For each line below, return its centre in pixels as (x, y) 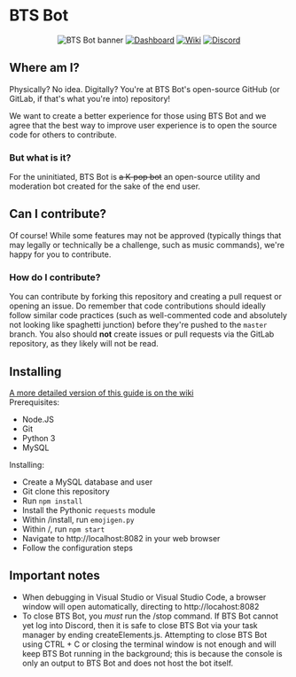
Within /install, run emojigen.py (78, 519)
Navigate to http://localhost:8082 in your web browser (121, 538)
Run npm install (52, 501)
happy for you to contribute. (60, 254)
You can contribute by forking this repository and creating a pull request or (145, 297)
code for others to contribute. (63, 135)
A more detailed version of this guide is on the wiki (101, 393)
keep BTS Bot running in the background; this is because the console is (152, 653)
